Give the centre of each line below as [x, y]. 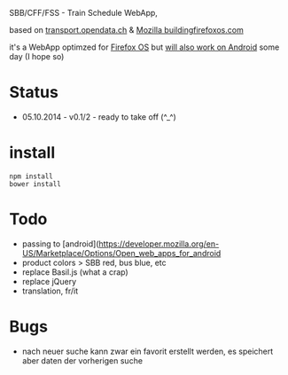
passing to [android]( [60, 244]
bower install [35, 184]
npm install [31, 176]
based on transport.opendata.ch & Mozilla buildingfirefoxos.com [126, 30]
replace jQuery [49, 281]
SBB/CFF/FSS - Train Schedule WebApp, [83, 13]
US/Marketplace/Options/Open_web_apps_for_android [121, 253]
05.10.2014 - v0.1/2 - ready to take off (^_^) [99, 117]
